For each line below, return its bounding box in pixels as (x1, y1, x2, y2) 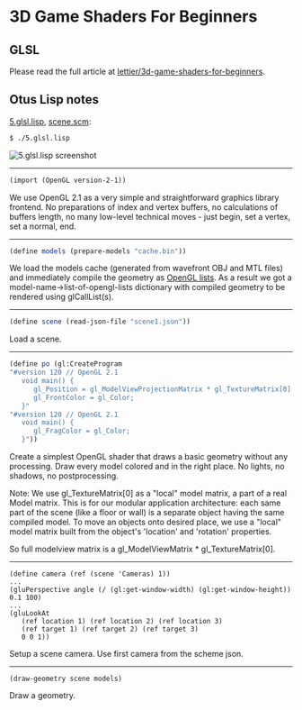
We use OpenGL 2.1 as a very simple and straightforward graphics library (9, 192, 280, 203)
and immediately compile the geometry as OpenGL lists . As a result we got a (9, 272, 292, 283)
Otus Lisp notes (9, 92, 99, 107)
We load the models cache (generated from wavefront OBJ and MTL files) (9, 263, 283, 274)
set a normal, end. (9, 221, 76, 232)
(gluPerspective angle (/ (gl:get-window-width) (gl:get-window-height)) (9, 586, 292, 595)
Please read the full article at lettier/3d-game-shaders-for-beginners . (9, 66, 265, 77)
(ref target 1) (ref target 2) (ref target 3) (21, 624, 200, 634)
